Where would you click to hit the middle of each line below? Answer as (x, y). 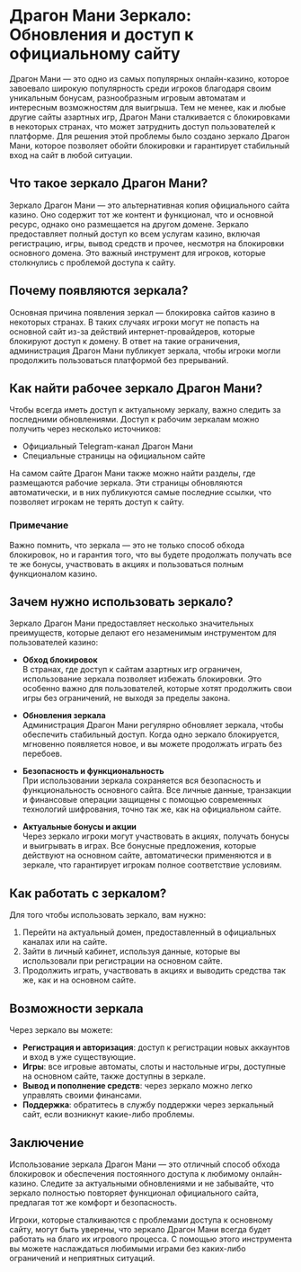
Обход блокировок (60, 660)
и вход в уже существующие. (79, 1057)
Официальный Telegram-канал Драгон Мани (107, 447)
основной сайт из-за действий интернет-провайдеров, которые (133, 331)
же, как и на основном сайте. (79, 980)
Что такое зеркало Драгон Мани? (109, 184)
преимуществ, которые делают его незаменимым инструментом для (143, 633)
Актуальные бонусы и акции (80, 827)
